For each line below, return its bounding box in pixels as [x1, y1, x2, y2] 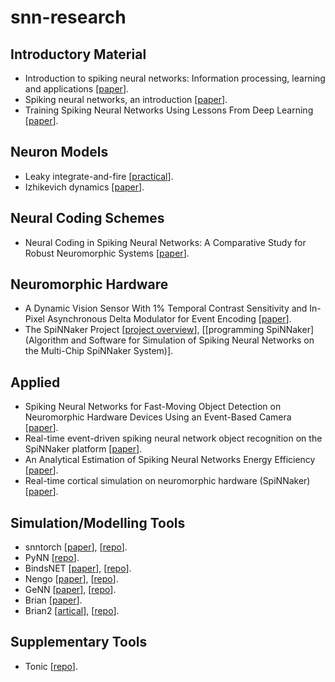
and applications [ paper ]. [24, 83, 130, 95]
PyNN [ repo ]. [24, 552, 80, 564]
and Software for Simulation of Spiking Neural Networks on [70, 334, 315, 346]
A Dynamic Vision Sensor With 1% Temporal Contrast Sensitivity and [24, 302, 308, 315]
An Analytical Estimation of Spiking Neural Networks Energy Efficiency [24, 454, 316, 466]
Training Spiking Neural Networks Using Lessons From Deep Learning [24, 104, 314, 116]
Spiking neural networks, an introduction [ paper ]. [24, 94, 228, 105]
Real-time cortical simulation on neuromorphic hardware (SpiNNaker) [24, 475, 311, 487]
